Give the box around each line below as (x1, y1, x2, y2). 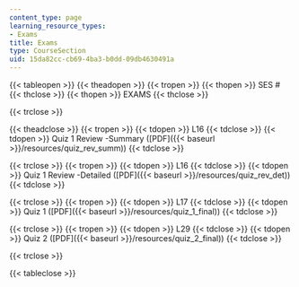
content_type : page (9, 13, 83, 22)
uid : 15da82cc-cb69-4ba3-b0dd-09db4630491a (9, 55, 175, 64)
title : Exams (9, 38, 58, 48)
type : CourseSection (9, 47, 87, 56)
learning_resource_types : (9, 22, 106, 30)
